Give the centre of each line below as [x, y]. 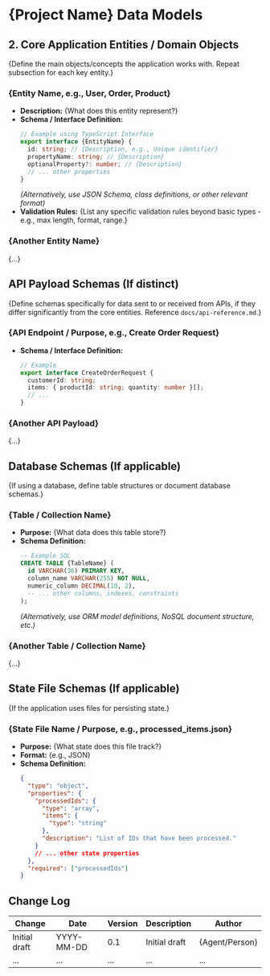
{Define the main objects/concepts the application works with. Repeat [124, 64]
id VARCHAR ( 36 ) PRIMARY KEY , [76, 571]
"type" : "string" [78, 824]
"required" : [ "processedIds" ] [78, 868]
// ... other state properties [87, 853]
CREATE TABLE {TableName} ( [67, 563]
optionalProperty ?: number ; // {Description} [105, 164]
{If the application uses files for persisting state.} [89, 708]
